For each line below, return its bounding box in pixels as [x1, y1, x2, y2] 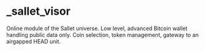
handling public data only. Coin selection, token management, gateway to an [6, 31, 199, 38]
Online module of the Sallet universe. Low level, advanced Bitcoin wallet [6, 25, 188, 32]
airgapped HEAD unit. [6, 37, 61, 45]
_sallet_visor [6, 4, 71, 18]
